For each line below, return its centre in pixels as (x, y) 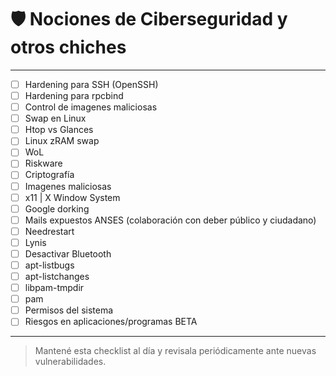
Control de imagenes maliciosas (91, 107)
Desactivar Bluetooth (68, 253)
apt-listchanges (57, 276)
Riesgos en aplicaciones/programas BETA (111, 322)
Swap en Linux (55, 118)
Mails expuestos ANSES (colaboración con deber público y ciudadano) (170, 220)
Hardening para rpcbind (74, 95)
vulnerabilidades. (70, 362)
